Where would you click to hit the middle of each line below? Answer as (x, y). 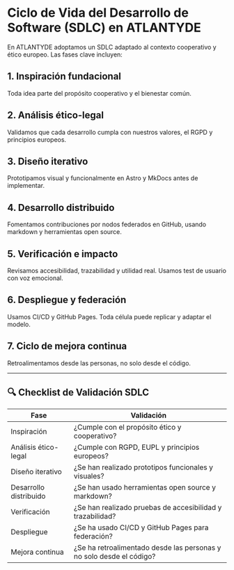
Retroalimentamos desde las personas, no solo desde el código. (99, 363)
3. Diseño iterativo (48, 161)
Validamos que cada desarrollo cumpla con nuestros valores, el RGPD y (110, 132)
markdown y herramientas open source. (64, 232)
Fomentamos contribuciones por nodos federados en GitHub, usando (107, 224)
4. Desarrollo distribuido (61, 207)
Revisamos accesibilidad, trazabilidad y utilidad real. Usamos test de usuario (117, 271)
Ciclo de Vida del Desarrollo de (98, 13)
